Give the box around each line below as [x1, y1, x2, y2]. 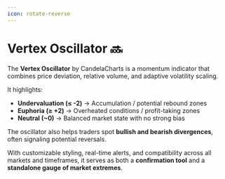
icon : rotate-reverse [7, 10, 71, 18]
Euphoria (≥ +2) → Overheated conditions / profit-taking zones [17, 106, 200, 114]
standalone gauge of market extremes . [7, 163, 123, 172]
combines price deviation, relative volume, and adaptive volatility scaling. [7, 72, 219, 80]
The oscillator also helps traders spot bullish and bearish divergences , [7, 127, 214, 135]
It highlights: [7, 85, 43, 93]
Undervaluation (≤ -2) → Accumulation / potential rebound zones [17, 99, 207, 107]
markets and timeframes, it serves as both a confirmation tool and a [7, 156, 205, 164]
